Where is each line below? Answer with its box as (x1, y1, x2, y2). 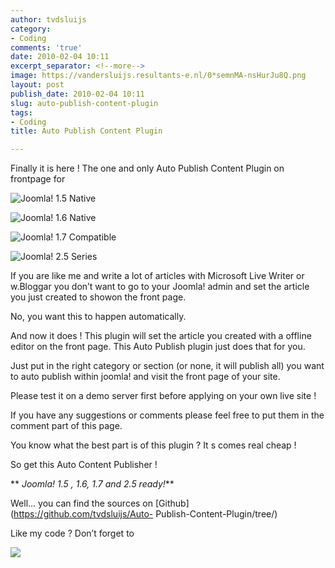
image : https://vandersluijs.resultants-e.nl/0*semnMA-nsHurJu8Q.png (10, 71, 307, 81)
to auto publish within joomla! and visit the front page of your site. (10, 371, 281, 383)
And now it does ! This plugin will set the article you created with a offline (10, 330, 312, 342)
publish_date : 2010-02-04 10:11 (10, 89, 145, 99)
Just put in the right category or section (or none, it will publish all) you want (10, 360, 325, 372)
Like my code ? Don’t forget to (10, 527, 135, 540)
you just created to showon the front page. (10, 291, 187, 303)
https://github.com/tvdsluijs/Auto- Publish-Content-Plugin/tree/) (13, 508, 278, 520)
